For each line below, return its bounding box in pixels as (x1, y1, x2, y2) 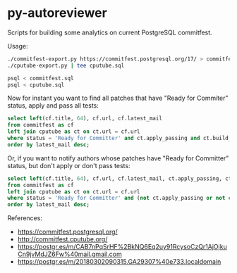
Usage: (7, 42, 28, 50)
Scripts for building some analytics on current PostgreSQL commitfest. (7, 28, 213, 37)
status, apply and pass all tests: (7, 101, 99, 110)
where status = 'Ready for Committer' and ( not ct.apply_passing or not (7, 195, 226, 202)
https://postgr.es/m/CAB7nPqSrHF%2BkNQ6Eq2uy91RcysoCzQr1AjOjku (17, 243, 227, 251)
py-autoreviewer (7, 5, 107, 21)
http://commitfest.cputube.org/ (17, 235, 108, 243)
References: (7, 214, 42, 222)
